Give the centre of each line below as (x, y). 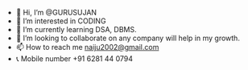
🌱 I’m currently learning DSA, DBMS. (76, 29)
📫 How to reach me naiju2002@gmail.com (87, 47)
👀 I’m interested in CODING (61, 21)
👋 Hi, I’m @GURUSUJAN (56, 12)
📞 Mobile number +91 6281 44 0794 (74, 59)
